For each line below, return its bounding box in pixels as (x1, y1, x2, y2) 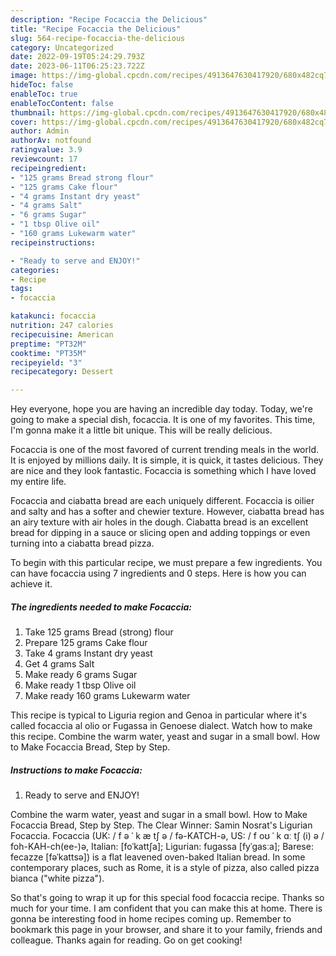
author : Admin (10, 126, 70, 136)
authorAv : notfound (10, 136, 92, 146)
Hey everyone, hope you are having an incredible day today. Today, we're (10, 403, 313, 415)
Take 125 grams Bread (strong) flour (24, 626, 174, 638)
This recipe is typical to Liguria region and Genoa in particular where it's (10, 709, 308, 721)
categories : (10, 265, 60, 275)
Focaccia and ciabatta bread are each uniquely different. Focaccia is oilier (10, 495, 315, 507)
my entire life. (10, 476, 67, 488)
